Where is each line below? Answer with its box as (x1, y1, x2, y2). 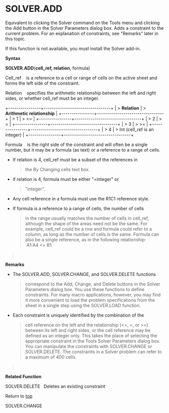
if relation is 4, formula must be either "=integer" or (12, 176, 120, 182)
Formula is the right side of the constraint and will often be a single (5, 142, 148, 148)
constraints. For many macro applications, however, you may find (25, 292, 161, 298)
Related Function (5, 373, 42, 379)
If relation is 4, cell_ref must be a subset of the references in (12, 157, 138, 163)
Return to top (5, 393, 33, 399)
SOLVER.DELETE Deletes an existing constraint (5, 383, 105, 389)
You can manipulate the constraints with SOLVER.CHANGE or (25, 343, 152, 349)
